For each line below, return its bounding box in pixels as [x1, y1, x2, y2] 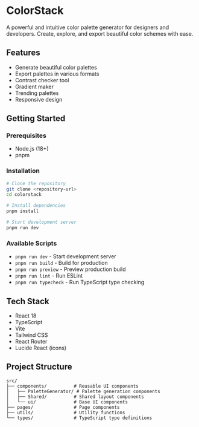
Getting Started [6, 113, 66, 124]
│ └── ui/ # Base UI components [6, 399, 128, 405]
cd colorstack [6, 192, 42, 198]
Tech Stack [6, 296, 49, 306]
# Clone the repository [6, 180, 66, 186]
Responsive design [14, 96, 63, 103]
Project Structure [6, 362, 72, 372]
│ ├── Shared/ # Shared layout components [6, 394, 145, 400]
